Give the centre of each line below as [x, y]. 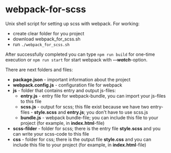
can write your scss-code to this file [51, 134]
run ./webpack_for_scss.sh [41, 44]
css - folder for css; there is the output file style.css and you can [82, 139]
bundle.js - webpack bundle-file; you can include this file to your [89, 117]
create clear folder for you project [49, 33]
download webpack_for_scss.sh [46, 39]
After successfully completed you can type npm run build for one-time [80, 54]
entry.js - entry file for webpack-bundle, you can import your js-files [93, 96]
